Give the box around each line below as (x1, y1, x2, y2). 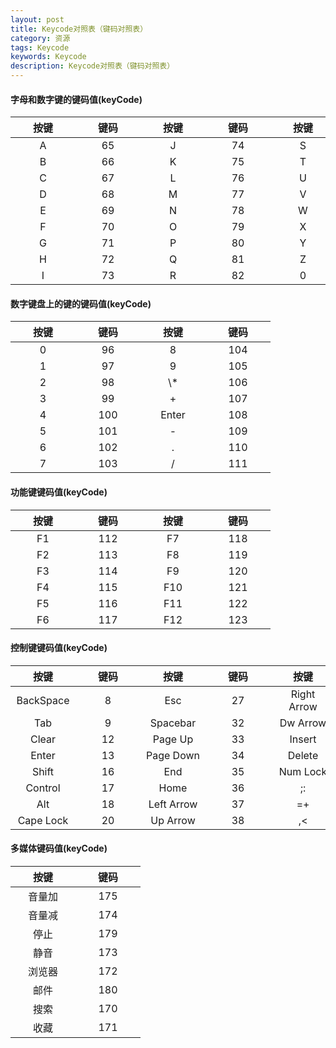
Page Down (145, 748, 201, 762)
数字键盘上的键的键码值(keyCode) (10, 297, 152, 310)
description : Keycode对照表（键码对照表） (10, 61, 175, 71)
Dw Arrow (279, 716, 327, 730)
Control (25, 781, 61, 795)
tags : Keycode (10, 42, 70, 53)
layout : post (10, 14, 65, 25)
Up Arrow (150, 813, 196, 827)
